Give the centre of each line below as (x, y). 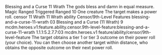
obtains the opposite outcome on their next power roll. (59, 48)
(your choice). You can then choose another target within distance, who (77, 42)
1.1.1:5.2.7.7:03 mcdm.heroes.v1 (67, 32)
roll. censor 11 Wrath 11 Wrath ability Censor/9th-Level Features (68, 17)
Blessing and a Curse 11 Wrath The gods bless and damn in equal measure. (80, 7)
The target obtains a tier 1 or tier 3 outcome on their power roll (93, 37)
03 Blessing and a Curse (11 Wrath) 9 (87, 22)
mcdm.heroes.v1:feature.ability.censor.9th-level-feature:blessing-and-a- (77, 27)
